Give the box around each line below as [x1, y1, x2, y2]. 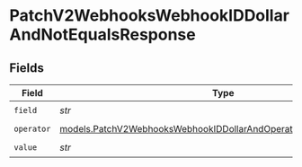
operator [13, 123, 51, 134]
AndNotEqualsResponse [9, 24, 196, 45]
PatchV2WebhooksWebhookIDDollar [9, 5, 290, 26]
